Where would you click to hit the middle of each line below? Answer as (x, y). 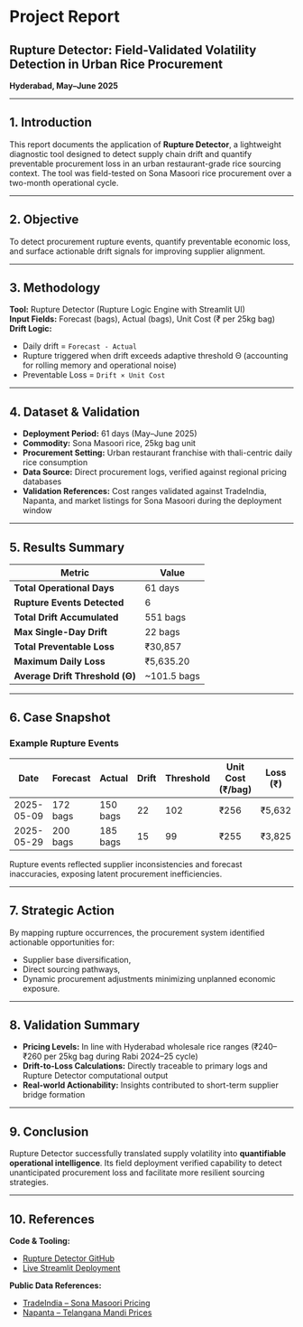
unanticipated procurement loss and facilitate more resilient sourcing (137, 1173)
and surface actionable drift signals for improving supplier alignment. (138, 251)
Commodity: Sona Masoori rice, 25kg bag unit (109, 444)
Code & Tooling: (40, 1241)
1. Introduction (50, 122)
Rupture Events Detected (69, 603)
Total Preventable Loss (64, 647)
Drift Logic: (31, 329)
